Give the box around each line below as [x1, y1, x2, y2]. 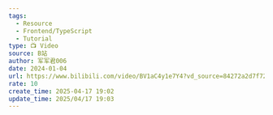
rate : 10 [8, 79, 38, 87]
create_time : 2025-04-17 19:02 [8, 87, 115, 96]
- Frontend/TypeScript [15, 27, 93, 35]
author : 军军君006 [8, 57, 67, 66]
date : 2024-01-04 [8, 65, 67, 73]
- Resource [15, 19, 53, 28]
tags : [8, 11, 27, 20]
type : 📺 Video [8, 42, 58, 50]
